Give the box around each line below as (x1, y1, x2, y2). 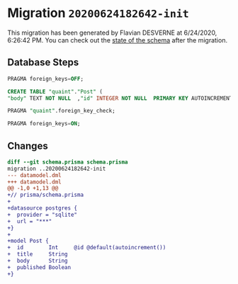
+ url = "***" (7, 217, 52, 225)
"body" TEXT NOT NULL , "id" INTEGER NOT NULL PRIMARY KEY (7, 94, 189, 102)
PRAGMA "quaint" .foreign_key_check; (7, 108, 115, 115)
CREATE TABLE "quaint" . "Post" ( (7, 88, 103, 95)
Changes (7, 140, 48, 152)
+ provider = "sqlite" (7, 211, 78, 218)
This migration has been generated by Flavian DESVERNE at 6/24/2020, (7, 28, 217, 37)
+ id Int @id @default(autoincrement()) (7, 244, 166, 251)
